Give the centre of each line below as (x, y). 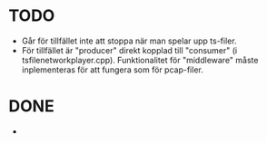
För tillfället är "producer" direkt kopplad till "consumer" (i (129, 50)
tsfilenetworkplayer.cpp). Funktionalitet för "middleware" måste (140, 60)
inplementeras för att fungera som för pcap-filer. (112, 70)
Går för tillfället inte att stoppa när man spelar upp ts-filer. (129, 41)
